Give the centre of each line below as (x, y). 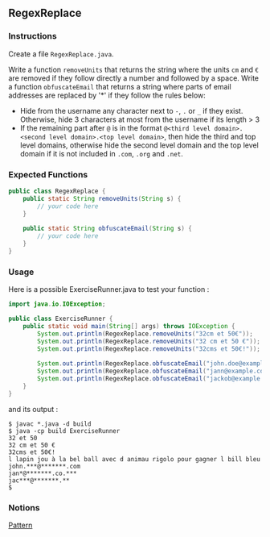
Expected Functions (48, 174)
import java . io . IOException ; (57, 304)
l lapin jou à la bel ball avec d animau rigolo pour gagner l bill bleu (135, 459)
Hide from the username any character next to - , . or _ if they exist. (131, 110)
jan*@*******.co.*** (43, 473)
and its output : (33, 409)
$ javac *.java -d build (50, 424)
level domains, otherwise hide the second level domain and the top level (139, 145)
